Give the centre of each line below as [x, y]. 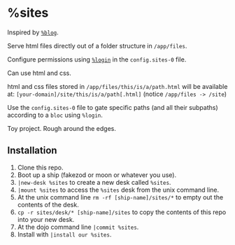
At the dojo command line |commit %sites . [78, 227]
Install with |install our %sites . [64, 234]
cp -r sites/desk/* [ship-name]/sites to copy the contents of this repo [122, 212]
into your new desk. [46, 219]
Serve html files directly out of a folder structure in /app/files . [97, 45]
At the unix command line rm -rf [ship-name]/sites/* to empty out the [120, 197]
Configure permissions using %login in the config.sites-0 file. [97, 59]
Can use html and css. [39, 73]
